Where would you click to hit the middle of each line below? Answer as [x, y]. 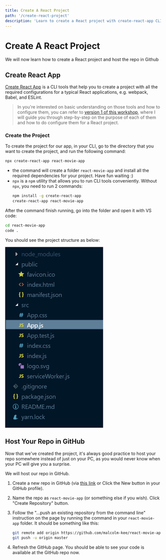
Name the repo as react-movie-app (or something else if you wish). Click [86, 498]
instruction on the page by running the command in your [70, 518]
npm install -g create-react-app [47, 196]
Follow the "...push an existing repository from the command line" [79, 513]
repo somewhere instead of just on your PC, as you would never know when [83, 458]
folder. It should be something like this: [60, 523]
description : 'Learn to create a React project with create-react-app [79, 21]
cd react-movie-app [25, 225]
